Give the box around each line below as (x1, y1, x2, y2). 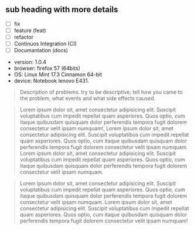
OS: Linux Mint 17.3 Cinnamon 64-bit (13, 71, 102, 78)
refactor (13, 33, 33, 40)
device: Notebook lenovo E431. (13, 77, 89, 84)
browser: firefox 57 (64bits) (13, 65, 80, 72)
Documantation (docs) (13, 47, 69, 54)
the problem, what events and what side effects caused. (19, 95, 156, 102)
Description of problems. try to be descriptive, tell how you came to (19, 89, 183, 96)
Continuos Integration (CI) (13, 40, 77, 47)
